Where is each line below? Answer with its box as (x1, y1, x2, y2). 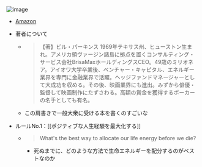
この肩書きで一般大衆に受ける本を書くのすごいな (24, 110, 148, 116)
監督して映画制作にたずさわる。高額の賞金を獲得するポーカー (39, 89, 195, 96)
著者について (15, 30, 48, 37)
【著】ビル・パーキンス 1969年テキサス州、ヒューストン (39, 43, 182, 50)
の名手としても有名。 (39, 96, 94, 104)
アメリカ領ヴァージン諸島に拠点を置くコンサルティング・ (50, 51, 195, 58)
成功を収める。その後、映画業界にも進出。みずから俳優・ (50, 81, 196, 88)
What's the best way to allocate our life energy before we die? (39, 135, 196, 141)
